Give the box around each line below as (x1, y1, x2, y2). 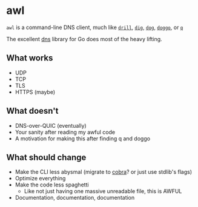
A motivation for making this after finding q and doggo (15, 134, 150, 142)
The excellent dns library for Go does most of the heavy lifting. (6, 35, 162, 42)
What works (6, 53, 53, 64)
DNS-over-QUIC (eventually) (15, 122, 87, 129)
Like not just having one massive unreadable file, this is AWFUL (24, 188, 182, 195)
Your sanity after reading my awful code (15, 128, 116, 136)
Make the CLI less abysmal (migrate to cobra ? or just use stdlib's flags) (15, 168, 193, 176)
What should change (6, 152, 87, 162)
